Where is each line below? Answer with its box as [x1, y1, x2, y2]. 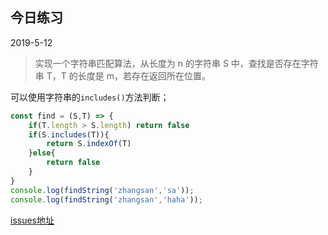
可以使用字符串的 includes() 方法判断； [10, 91, 170, 103]
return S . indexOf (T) [46, 139, 132, 149]
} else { [28, 148, 56, 158]
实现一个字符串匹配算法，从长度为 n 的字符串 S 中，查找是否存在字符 [34, 57, 319, 69]
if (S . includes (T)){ [28, 129, 110, 140]
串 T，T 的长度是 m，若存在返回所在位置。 [34, 69, 211, 82]
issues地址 [10, 214, 55, 226]
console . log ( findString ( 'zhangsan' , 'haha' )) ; [10, 194, 203, 205]
